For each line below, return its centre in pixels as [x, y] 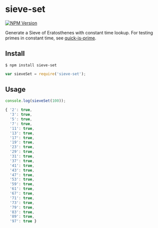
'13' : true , [22, 133]
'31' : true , [22, 156]
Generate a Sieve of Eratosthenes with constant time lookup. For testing [79, 32]
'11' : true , [22, 128]
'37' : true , [22, 161]
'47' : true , [22, 175]
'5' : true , [21, 119]
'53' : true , [22, 180]
